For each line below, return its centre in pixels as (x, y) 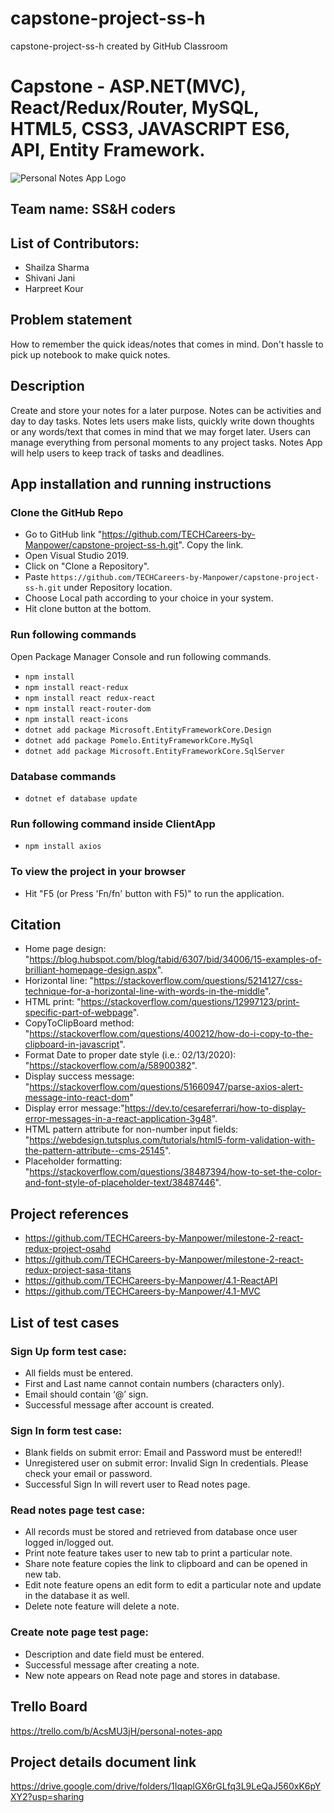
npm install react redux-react (90, 698)
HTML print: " (53, 1002)
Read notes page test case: (78, 1510)
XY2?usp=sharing (47, 1797)
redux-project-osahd (68, 1249)
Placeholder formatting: (73, 1161)
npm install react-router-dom (88, 708)
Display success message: (79, 1076)
